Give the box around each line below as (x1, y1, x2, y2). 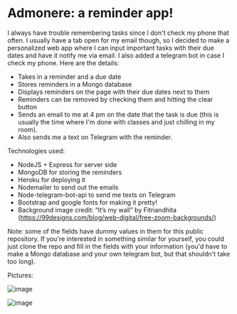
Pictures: (7, 271, 33, 279)
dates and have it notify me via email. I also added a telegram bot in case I (7, 51, 225, 60)
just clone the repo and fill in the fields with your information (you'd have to (7, 242, 228, 250)
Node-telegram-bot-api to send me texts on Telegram (17, 190, 176, 199)
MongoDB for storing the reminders (17, 168, 122, 176)
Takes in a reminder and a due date (17, 72, 122, 81)
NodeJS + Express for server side (17, 160, 117, 168)
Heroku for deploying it (17, 175, 85, 184)
